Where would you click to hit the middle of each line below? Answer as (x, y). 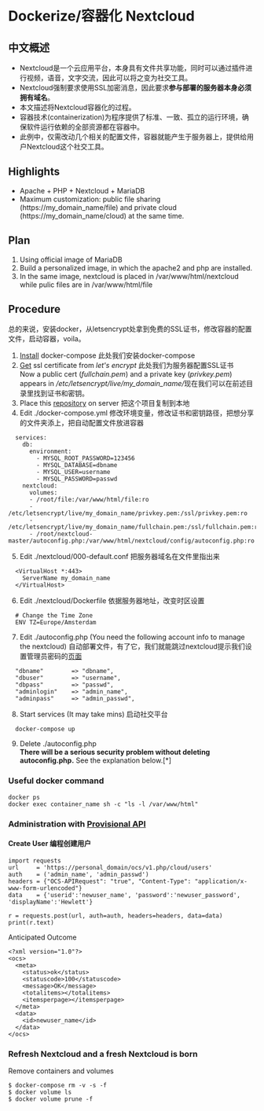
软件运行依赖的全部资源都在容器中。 (85, 127)
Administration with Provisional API (77, 824)
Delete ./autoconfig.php (58, 744)
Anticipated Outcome (42, 937)
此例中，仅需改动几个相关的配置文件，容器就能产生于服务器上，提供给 (133, 137)
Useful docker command (56, 781)
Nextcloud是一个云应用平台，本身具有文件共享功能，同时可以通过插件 (132, 68)
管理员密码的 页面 (54, 657)
